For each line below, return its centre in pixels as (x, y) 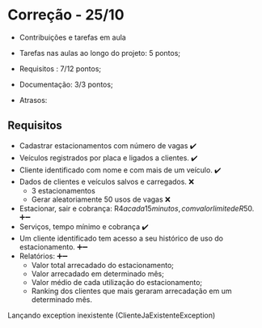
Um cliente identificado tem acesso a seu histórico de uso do (121, 238)
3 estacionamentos (63, 190)
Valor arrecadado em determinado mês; (98, 274)
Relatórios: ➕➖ (43, 256)
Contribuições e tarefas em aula (72, 37)
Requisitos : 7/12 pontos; (60, 68)
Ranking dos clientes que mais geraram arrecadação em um (131, 291)
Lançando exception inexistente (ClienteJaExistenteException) (112, 315)
